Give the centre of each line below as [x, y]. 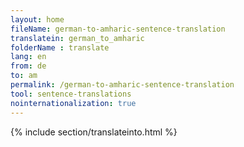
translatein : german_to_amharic [77, 38]
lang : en [28, 57]
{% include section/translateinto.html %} [94, 132]
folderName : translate [60, 47]
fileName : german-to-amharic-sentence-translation [118, 29]
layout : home [37, 19]
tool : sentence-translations [71, 94]
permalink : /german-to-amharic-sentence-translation [122, 85]
